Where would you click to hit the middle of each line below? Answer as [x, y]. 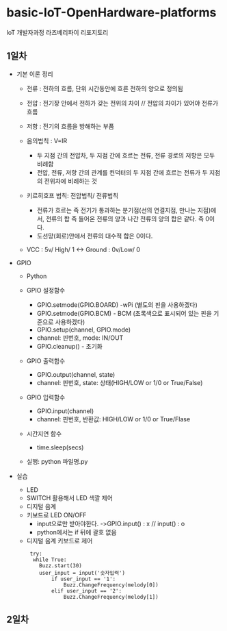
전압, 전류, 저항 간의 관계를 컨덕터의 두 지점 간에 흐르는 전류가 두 [122, 172]
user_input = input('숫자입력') [82, 573]
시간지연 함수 [44, 434]
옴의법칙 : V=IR [47, 140]
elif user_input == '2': [86, 591]
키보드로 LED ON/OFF [56, 515]
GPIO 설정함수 [46, 290]
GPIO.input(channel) [65, 411]
